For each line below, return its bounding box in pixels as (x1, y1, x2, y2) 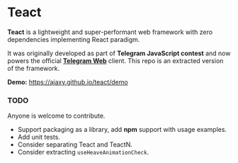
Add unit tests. (17, 133, 60, 142)
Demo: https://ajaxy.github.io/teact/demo (7, 77, 129, 86)
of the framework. (7, 64, 60, 72)
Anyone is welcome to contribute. (7, 111, 106, 120)
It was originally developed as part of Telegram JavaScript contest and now (7, 49, 231, 57)
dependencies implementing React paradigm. (7, 35, 140, 43)
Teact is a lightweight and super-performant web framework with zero (7, 28, 213, 36)
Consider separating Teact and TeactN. (17, 140, 132, 149)
